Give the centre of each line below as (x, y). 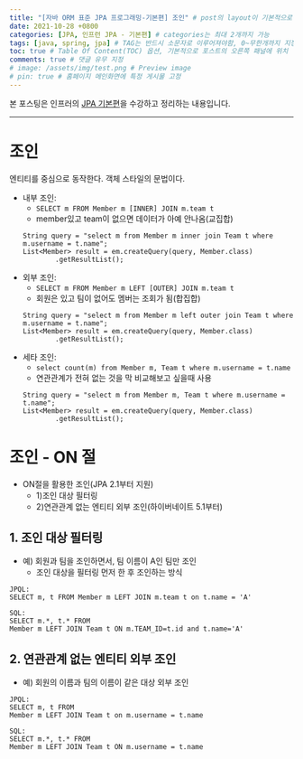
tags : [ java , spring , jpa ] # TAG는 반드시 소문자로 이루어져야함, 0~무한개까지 (145, 43)
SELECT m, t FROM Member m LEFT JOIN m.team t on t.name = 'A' (131, 597)
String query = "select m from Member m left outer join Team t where (158, 315)
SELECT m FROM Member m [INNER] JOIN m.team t (125, 209)
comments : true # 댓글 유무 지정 (66, 60)
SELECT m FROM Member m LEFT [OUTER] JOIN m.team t (135, 288)
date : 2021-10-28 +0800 (54, 26)
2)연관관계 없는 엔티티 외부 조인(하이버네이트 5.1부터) (129, 506)
